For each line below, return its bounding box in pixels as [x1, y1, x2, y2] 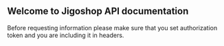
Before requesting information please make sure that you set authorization [7, 23, 218, 32]
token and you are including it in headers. [7, 31, 124, 39]
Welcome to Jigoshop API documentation [7, 5, 189, 17]
